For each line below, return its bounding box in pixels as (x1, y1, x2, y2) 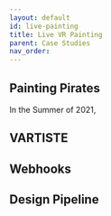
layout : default (9, 13, 70, 23)
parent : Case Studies (9, 38, 91, 48)
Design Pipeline (9, 192, 99, 208)
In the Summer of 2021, (9, 104, 97, 115)
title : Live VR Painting (9, 30, 103, 39)
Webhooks (9, 161, 72, 176)
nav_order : (9, 47, 51, 56)
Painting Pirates (9, 80, 101, 96)
